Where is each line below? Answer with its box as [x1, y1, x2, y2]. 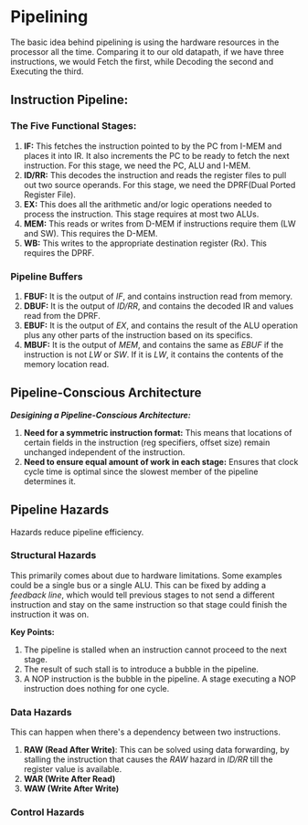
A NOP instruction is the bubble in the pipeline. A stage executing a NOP [23, 673, 296, 684]
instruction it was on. [10, 608, 90, 619]
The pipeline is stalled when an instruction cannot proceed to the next [23, 644, 287, 655]
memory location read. [23, 358, 110, 369]
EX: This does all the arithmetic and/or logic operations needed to [23, 198, 272, 209]
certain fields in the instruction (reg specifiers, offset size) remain [23, 437, 271, 448]
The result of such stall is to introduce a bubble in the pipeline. [23, 663, 260, 674]
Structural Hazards [10, 549, 97, 562]
